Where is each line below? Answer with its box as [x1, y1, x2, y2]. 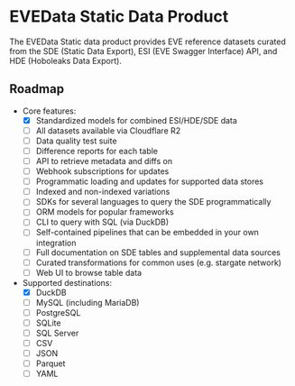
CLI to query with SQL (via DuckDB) [35, 216, 170, 227]
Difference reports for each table [35, 145, 159, 156]
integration [35, 237, 77, 248]
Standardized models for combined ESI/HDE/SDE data [35, 115, 237, 125]
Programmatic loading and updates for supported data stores [35, 176, 264, 187]
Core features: [22, 106, 77, 116]
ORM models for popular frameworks [35, 207, 174, 217]
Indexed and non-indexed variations [35, 187, 171, 198]
